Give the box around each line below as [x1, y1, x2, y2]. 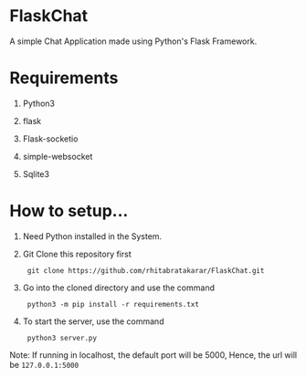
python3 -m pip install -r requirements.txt [26, 299, 199, 309]
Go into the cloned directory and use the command [22, 282, 215, 293]
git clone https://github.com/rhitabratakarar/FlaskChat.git [26, 266, 265, 275]
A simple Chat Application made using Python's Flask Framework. [9, 36, 258, 47]
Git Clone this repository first [22, 248, 132, 259]
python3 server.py [26, 333, 98, 342]
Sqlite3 [22, 168, 50, 179]
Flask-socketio [22, 133, 79, 144]
